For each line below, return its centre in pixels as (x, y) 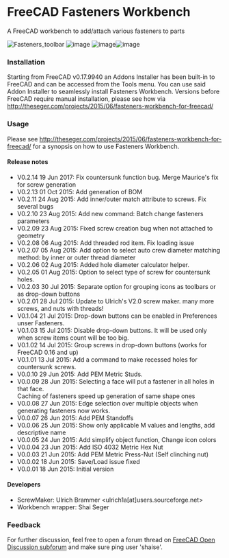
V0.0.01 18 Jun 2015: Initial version (65, 469)
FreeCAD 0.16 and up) (48, 352)
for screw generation (46, 184)
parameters (33, 221)
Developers (24, 485)
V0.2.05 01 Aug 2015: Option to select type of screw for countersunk (113, 272)
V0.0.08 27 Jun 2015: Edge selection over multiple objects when (107, 403)
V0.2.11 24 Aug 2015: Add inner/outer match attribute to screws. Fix (112, 199)
